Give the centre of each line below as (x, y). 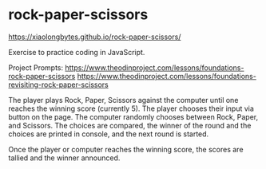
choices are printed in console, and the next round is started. (109, 134)
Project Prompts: (36, 67)
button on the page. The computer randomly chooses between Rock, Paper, (133, 116)
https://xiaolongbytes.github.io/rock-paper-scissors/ (95, 37)
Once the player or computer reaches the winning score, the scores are (126, 149)
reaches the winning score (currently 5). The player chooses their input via (131, 108)
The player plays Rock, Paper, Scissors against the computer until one (123, 100)
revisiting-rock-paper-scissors (59, 84)
